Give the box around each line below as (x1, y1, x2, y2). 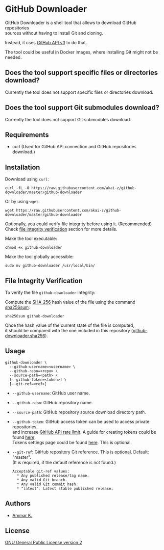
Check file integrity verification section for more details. (5, 226, 117, 232)
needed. (5, 54, 22, 60)
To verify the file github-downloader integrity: (5, 289, 95, 295)
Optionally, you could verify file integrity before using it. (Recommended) (5, 221, 152, 227)
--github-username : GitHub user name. (12, 390, 90, 396)
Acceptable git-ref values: (12, 469, 70, 474)
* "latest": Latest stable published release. (17, 486, 114, 491)
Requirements (5, 131, 49, 139)
